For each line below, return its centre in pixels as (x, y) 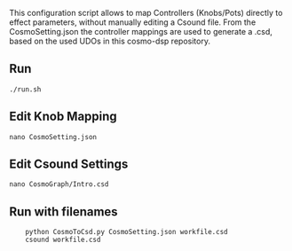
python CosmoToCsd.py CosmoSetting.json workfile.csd (126, 232)
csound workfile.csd (63, 240)
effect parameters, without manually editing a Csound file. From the (133, 22)
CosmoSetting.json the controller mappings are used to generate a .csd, (141, 31)
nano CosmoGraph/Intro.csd (59, 184)
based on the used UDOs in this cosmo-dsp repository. (110, 41)
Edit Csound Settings (69, 165)
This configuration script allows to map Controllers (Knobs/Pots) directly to (146, 13)
